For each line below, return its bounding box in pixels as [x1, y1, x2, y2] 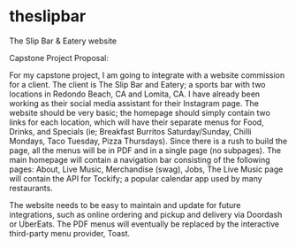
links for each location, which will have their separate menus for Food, [9, 117, 264, 127]
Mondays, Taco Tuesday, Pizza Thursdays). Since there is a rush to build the [9, 135, 288, 146]
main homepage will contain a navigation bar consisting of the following [9, 154, 271, 165]
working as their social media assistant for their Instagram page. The [9, 97, 259, 108]
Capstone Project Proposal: [9, 52, 109, 63]
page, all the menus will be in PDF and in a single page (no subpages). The [9, 144, 281, 156]
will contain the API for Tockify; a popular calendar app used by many [9, 173, 262, 183]
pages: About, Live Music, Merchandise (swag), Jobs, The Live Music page [9, 164, 284, 174]
